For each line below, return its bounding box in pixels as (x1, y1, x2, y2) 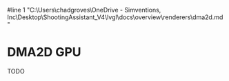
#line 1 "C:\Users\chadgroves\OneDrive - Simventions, (7, 6, 161, 14)
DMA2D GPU (7, 45, 81, 60)
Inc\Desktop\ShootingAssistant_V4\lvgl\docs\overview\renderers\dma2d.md (7, 13, 223, 21)
